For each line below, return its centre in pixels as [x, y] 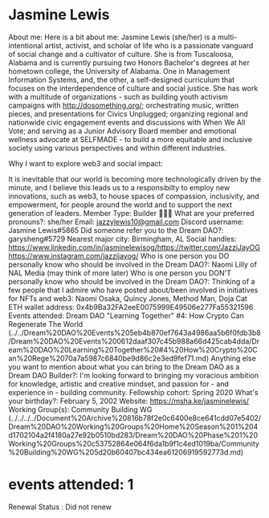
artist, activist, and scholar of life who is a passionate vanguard [149, 45]
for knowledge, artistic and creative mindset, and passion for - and [118, 384]
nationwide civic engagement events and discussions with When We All [127, 122]
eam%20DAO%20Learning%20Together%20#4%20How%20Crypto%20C [133, 349]
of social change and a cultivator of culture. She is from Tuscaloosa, [121, 54]
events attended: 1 [71, 485]
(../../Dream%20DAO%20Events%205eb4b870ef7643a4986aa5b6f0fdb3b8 [134, 332]
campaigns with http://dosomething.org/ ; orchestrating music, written [124, 105]
